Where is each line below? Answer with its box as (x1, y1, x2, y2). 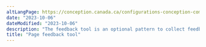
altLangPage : (6, 9, 40, 15)
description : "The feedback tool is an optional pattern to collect (6, 26, 185, 32)
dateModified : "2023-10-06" (6, 20, 78, 26)
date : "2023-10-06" (6, 15, 56, 21)
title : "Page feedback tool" (6, 32, 81, 38)
